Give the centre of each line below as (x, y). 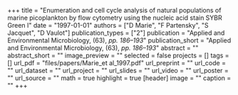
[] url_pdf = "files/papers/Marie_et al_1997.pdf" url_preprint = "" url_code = (117, 63)
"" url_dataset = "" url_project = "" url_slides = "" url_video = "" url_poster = (118, 71)
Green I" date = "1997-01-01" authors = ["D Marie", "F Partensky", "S (108, 25)
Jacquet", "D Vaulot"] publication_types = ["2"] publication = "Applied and (116, 33)
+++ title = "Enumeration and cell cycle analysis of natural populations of (114, 10)
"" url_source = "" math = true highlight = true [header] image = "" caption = (119, 78)
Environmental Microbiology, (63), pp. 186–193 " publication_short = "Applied (119, 40)
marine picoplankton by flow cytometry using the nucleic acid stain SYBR (115, 18)
